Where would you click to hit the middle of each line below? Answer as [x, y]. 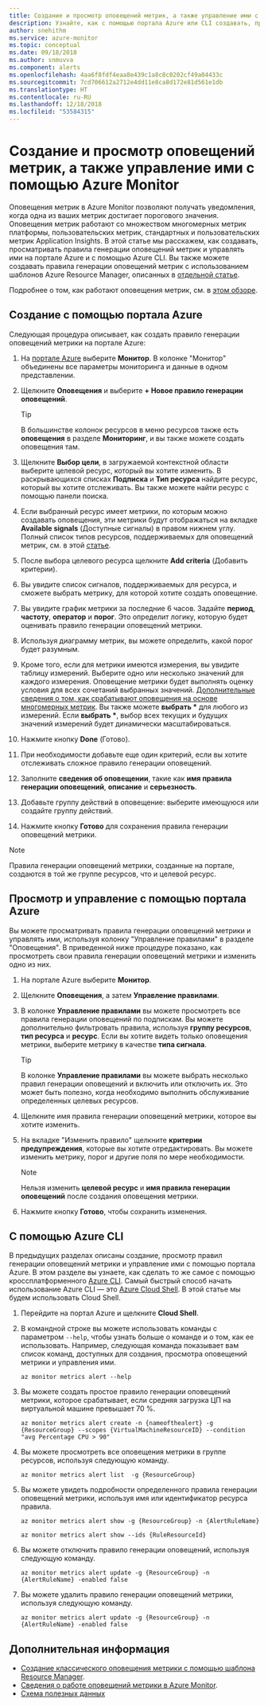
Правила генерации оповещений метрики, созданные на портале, [122, 865]
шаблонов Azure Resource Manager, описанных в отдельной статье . [124, 275]
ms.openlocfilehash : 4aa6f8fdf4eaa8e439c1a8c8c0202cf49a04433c [116, 75]
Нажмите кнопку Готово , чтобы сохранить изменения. [114, 1211]
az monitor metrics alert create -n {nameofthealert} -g [117, 1424]
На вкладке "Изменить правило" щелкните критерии [111, 1139]
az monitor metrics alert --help [76, 1377]
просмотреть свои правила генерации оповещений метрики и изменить [133, 956]
